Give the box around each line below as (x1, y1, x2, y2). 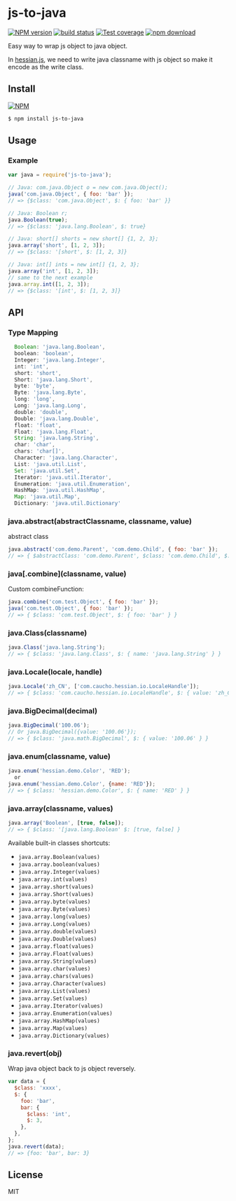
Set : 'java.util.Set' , (14, 467, 81, 474)
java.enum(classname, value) (8, 751, 111, 761)
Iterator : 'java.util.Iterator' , (14, 474, 112, 481)
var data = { (8, 1078, 46, 1085)
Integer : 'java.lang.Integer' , (14, 356, 106, 364)
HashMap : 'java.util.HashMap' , (14, 487, 106, 494)
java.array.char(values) (18, 965, 91, 972)
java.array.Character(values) (18, 980, 107, 987)
